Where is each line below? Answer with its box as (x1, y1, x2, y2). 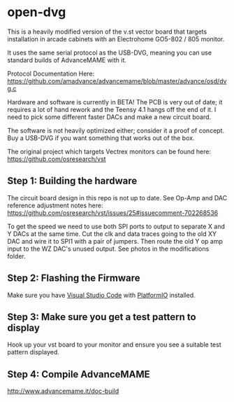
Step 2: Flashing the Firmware (7, 272, 140, 284)
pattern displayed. (7, 348, 59, 356)
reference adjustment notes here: (7, 201, 103, 209)
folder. (7, 251, 26, 260)
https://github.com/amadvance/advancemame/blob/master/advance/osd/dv (7, 76, 227, 85)
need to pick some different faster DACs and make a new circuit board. (7, 113, 212, 121)
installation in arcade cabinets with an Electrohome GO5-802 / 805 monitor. (7, 34, 225, 43)
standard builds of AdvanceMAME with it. (7, 55, 127, 64)
